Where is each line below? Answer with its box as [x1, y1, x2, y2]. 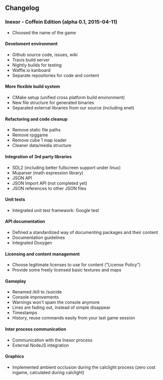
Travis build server [12, 57, 50, 63]
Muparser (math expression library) [12, 169, 84, 175]
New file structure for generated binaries [12, 100, 94, 106]
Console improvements [12, 294, 59, 300]
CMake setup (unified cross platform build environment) [12, 95, 125, 101]
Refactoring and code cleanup [5, 116, 68, 122]
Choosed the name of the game [12, 29, 76, 36]
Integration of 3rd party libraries [5, 153, 72, 159]
